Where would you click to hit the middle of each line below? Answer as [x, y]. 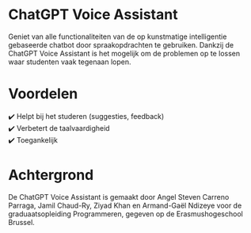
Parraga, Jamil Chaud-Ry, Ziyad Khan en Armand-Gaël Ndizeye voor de [125, 205]
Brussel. [22, 222]
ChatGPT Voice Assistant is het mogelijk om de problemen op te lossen [124, 53]
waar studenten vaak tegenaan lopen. [70, 62]
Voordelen [43, 94]
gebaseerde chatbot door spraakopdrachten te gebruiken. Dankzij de [121, 44]
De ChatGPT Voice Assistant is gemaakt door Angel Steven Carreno [119, 197]
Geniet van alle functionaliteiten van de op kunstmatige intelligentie [118, 36]
